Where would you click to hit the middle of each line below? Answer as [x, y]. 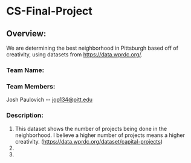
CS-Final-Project [49, 11]
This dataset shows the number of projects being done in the [91, 128]
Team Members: [31, 86]
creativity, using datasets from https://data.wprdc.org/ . [75, 55]
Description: [25, 115]
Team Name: [25, 70]
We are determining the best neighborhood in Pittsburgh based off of [92, 48]
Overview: [26, 34]
